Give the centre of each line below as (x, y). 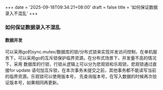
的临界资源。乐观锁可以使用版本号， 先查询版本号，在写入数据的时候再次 (79, 76)
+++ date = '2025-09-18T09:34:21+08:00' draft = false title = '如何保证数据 (81, 7)
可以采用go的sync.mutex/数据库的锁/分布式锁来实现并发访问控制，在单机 (79, 52)
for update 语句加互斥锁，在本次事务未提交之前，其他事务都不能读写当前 (83, 70)
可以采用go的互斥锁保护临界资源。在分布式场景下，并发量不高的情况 (87, 58)
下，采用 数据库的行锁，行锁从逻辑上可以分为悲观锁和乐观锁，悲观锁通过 (79, 64)
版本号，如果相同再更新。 (35, 83)
